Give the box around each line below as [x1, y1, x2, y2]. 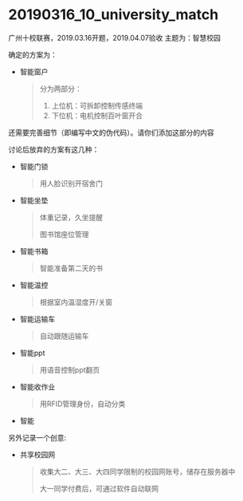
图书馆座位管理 [39, 229, 89, 239]
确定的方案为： [8, 49, 57, 59]
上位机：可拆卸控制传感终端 [51, 101, 143, 110]
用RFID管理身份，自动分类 [39, 399, 126, 408]
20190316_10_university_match [8, 6, 219, 24]
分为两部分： [39, 84, 82, 93]
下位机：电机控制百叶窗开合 [51, 110, 143, 120]
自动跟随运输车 [39, 331, 89, 341]
